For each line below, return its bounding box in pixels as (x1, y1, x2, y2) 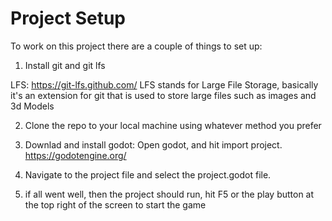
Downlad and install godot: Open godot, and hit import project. (24, 138, 283, 151)
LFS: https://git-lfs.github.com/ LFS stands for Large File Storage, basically (10, 78, 319, 91)
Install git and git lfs (24, 59, 106, 71)
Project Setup (10, 7, 127, 30)
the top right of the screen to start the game (24, 198, 207, 211)
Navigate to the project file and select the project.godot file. (24, 168, 272, 181)
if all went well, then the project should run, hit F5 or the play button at (24, 188, 315, 200)
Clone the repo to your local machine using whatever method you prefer (24, 119, 322, 131)
